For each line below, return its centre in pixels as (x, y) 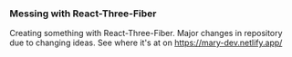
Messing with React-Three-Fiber (83, 14)
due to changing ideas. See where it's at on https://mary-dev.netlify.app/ (146, 43)
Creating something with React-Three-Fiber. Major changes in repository (146, 33)
